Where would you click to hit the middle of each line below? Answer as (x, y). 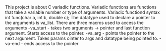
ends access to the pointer (51, 43)
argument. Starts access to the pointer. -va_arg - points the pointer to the (80, 33)
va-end (13, 43)
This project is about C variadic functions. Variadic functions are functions (81, 7)
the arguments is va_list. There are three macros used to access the (74, 23)
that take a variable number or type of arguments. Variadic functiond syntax (83, 12)
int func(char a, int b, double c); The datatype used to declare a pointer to (80, 17)
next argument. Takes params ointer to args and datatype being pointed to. (82, 38)
